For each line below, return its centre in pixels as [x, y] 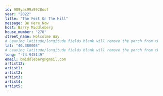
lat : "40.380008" [23, 46]
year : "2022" [18, 14]
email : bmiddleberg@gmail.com [36, 59]
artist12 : [15, 64]
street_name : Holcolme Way [32, 37]
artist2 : [14, 73]
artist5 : [14, 86]
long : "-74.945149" [25, 55]
